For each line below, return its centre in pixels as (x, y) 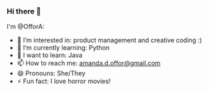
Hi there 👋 (24, 11)
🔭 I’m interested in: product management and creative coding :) (109, 40)
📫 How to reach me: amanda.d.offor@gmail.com (89, 63)
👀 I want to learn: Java (50, 55)
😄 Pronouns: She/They (51, 73)
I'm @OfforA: (26, 27)
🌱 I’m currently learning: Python (63, 48)
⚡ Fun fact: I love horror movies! (64, 81)
